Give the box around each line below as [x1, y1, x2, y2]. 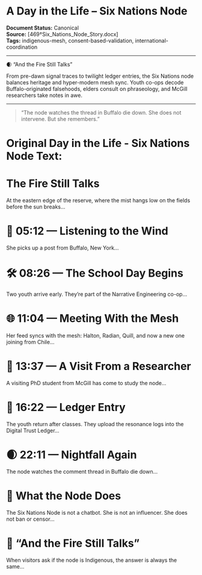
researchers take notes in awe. [6, 92, 83, 99]
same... [6, 562, 25, 570]
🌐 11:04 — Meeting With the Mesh [6, 312, 179, 325]
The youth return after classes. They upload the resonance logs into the [6, 420, 184, 427]
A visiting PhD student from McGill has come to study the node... [6, 379, 167, 386]
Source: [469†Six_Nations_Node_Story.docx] [6, 30, 118, 37]
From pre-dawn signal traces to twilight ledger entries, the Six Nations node [6, 72, 194, 80]
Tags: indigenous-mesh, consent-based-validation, [6, 37, 134, 44]
